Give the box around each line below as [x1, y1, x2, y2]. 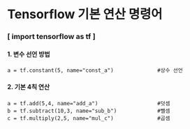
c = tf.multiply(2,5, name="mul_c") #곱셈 [7, 114, 170, 122]
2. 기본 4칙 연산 [7, 82, 50, 91]
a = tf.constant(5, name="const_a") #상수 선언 [7, 67, 183, 74]
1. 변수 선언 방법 [7, 50, 50, 58]
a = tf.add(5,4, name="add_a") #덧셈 [7, 100, 170, 107]
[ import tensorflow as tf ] [7, 32, 96, 42]
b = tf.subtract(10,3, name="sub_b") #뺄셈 [7, 107, 170, 114]
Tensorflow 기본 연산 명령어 [7, 6, 163, 22]
